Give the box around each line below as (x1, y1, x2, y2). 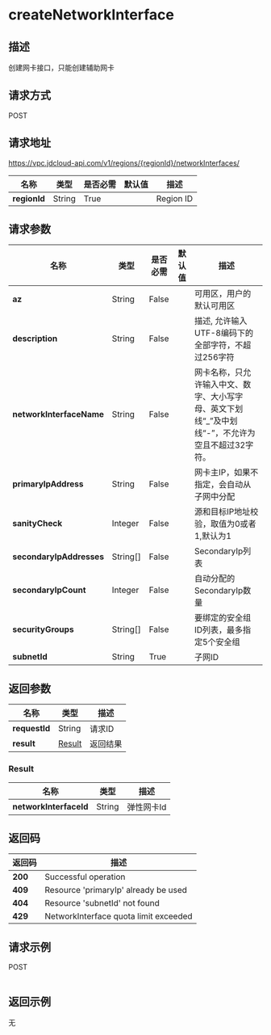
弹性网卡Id (127, 801, 167, 813)
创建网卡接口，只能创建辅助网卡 (8, 63, 115, 72)
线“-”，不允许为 (194, 427, 256, 439)
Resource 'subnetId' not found (44, 898, 160, 909)
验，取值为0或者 (194, 519, 256, 530)
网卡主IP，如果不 (194, 467, 259, 478)
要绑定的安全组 (194, 612, 252, 624)
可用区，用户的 (194, 288, 252, 300)
